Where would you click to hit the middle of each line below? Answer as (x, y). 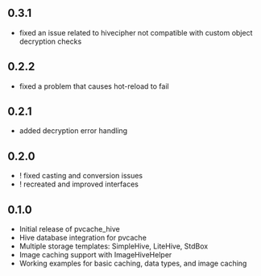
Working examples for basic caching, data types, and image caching (133, 263)
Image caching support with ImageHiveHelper (95, 255)
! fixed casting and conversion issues (81, 176)
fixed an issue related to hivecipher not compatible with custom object (136, 32)
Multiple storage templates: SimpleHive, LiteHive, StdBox (114, 246)
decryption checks (50, 41)
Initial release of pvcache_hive (69, 229)
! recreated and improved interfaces (79, 184)
